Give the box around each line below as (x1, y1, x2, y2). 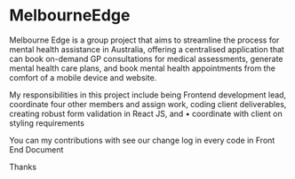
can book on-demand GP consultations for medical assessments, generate (9, 53, 283, 64)
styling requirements (9, 117, 84, 128)
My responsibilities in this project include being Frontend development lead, (9, 89, 287, 100)
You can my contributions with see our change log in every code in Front (9, 135, 275, 145)
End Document (9, 144, 64, 155)
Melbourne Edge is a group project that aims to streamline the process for (9, 35, 280, 45)
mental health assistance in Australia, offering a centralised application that (9, 43, 284, 54)
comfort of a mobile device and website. (9, 72, 157, 82)
